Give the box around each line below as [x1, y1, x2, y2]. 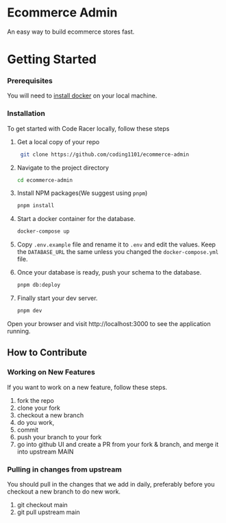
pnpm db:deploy [16, 281, 61, 289]
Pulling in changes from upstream [7, 465, 122, 474]
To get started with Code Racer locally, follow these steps [7, 124, 170, 132]
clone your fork [16, 404, 60, 412]
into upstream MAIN [16, 448, 74, 456]
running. [7, 327, 31, 335]
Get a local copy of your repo [16, 137, 100, 146]
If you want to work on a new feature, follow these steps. [7, 383, 168, 391]
